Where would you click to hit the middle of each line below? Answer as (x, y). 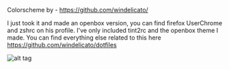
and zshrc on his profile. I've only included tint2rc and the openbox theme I (113, 30)
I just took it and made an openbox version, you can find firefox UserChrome (115, 23)
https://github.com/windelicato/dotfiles (62, 45)
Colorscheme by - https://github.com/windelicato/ (78, 10)
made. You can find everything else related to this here (84, 38)
